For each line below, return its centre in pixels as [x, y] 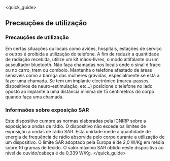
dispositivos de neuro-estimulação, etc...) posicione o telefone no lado [79, 86]
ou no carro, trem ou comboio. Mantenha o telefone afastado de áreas [79, 70]
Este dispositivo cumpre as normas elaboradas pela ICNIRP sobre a [76, 121]
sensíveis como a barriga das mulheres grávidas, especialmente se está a [82, 75]
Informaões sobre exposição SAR [47, 110]
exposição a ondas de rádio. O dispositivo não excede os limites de [76, 126]
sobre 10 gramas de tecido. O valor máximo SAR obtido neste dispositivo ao [84, 147]
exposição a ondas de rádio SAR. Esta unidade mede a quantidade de [78, 131]
